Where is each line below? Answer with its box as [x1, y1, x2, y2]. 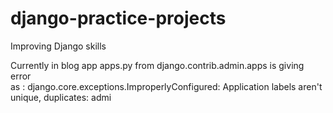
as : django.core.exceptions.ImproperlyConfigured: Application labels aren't [10, 80, 323, 92]
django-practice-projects [10, 7, 227, 30]
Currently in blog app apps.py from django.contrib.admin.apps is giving [10, 59, 305, 71]
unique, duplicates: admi [10, 91, 112, 103]
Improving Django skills [10, 40, 107, 52]
